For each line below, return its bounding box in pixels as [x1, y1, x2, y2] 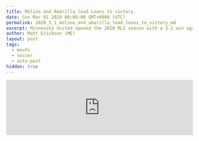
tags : [6, 42, 20, 48]
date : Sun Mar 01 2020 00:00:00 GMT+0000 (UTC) [6, 14, 126, 20]
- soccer [11, 53, 33, 58]
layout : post [6, 36, 38, 42]
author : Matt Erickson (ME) [6, 31, 76, 37]
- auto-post [11, 58, 41, 64]
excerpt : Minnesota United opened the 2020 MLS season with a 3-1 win [6, 25, 184, 31]
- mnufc [11, 47, 31, 53]
